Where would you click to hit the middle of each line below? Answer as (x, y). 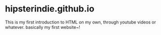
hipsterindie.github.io (50, 9)
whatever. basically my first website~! (43, 27)
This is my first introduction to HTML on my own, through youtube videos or (80, 22)
